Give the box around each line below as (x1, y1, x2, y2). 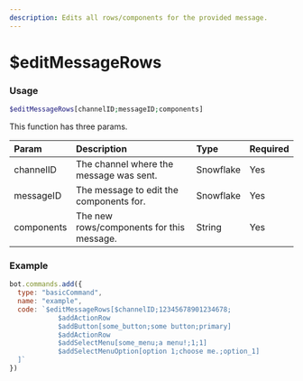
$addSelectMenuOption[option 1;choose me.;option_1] (57, 347, 260, 357)
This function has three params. (9, 121, 128, 132)
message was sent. (75, 169, 158, 181)
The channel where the (75, 157, 174, 170)
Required (249, 142, 289, 154)
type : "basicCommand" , (17, 288, 103, 298)
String (196, 220, 223, 233)
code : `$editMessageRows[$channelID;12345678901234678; (17, 304, 232, 314)
